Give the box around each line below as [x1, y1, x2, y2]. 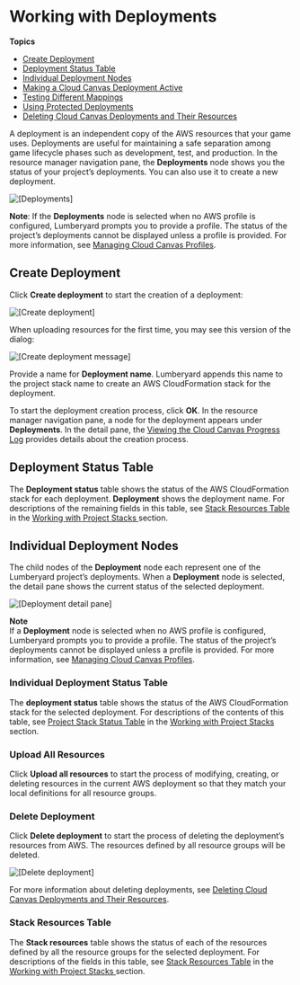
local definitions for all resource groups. [9, 787, 157, 798]
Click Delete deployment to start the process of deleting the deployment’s [9, 830, 285, 841]
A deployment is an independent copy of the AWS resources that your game [9, 128, 292, 138]
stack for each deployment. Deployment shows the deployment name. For [9, 493, 286, 504]
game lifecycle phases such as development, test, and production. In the [9, 146, 278, 158]
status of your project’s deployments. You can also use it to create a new [9, 166, 278, 177]
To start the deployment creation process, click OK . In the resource [9, 404, 259, 415]
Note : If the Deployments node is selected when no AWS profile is [9, 210, 256, 221]
